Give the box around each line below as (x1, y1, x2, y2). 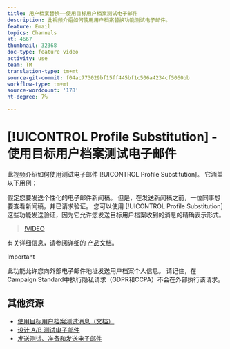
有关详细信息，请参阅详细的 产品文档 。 (7, 239, 118, 247)
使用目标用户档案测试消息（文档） (17, 317, 115, 325)
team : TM (7, 61, 32, 68)
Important (7, 252, 35, 261)
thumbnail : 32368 (7, 42, 57, 49)
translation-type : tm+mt (7, 68, 79, 74)
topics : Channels (7, 29, 57, 37)
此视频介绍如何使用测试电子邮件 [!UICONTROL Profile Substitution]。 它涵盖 (7, 170, 223, 178)
